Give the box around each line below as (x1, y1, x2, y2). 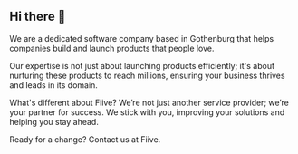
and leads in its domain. (9, 79, 98, 91)
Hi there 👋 (9, 9, 66, 24)
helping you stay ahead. (9, 116, 100, 127)
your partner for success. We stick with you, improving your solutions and (9, 106, 285, 118)
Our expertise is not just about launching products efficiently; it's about (9, 60, 274, 71)
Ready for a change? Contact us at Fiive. (9, 133, 161, 145)
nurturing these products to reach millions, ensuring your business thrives (9, 70, 285, 81)
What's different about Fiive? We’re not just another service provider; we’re (9, 97, 290, 108)
